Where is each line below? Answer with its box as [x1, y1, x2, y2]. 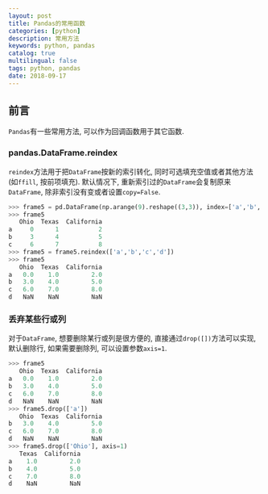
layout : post [8, 11, 52, 20]
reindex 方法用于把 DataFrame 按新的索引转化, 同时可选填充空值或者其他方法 [8, 166, 254, 176]
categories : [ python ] [8, 27, 81, 35]
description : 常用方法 [8, 34, 80, 43]
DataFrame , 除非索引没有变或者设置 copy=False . [8, 186, 161, 196]
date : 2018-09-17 [8, 72, 67, 80]
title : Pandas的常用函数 [8, 19, 86, 27]
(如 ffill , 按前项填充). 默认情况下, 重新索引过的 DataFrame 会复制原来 [8, 177, 232, 186]
